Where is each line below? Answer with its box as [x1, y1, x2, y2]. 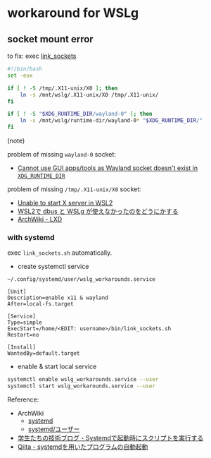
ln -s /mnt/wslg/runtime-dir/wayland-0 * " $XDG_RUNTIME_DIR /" [20, 117, 203, 124]
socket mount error [7, 33, 94, 45]
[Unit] [7, 288, 27, 296]
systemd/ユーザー [27, 425, 80, 433]
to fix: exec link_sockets [7, 52, 77, 60]
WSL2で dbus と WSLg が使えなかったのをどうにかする [17, 207, 179, 215]
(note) [7, 136, 25, 145]
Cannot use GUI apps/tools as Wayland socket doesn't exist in [17, 164, 198, 172]
